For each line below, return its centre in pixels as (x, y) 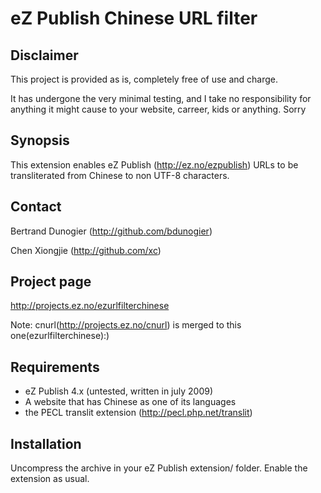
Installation (46, 443)
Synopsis (40, 140)
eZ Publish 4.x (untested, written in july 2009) (119, 391)
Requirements (55, 367)
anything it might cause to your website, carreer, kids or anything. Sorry (158, 109)
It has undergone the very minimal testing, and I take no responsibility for (161, 98)
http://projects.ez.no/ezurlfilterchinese (90, 306)
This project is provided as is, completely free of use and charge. (144, 79)
